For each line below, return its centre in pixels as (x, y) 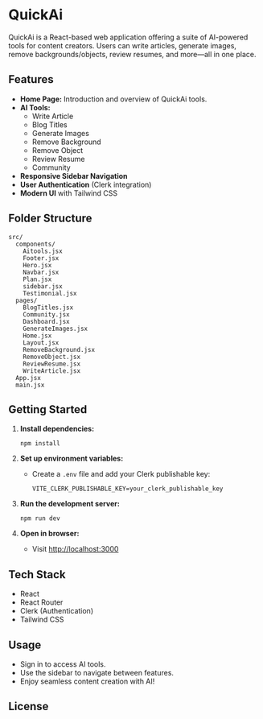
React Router (41, 602)
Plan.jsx (37, 279)
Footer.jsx (41, 258)
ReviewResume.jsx (52, 364)
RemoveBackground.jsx (59, 349)
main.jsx (30, 385)
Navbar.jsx (41, 272)
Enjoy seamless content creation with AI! (87, 681)
